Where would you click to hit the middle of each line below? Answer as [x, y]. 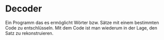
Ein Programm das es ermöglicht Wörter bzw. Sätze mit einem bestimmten [82, 22]
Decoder [24, 9]
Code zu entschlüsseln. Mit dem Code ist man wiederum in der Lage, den [81, 27]
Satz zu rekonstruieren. [29, 33]
